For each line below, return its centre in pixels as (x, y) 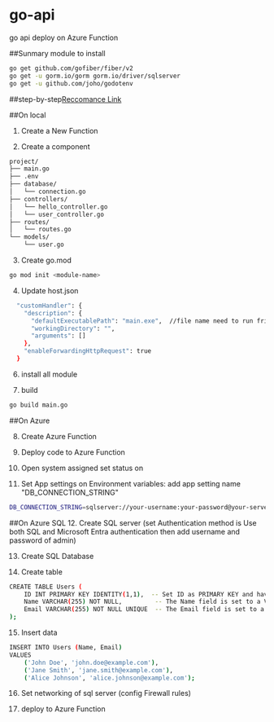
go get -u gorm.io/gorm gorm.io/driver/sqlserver (95, 76)
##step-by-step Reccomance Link (65, 99)
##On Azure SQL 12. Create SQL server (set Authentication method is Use (133, 522)
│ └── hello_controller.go (59, 207)
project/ (24, 161)
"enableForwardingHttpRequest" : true (88, 351)
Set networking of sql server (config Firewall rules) (106, 693)
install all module (49, 374)
